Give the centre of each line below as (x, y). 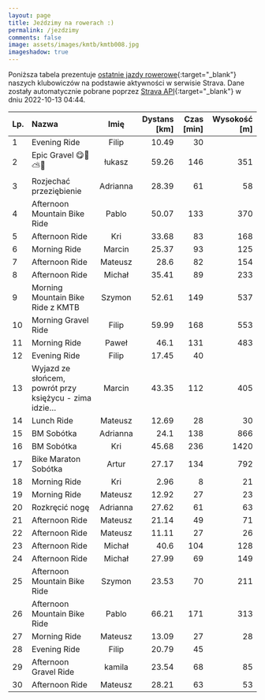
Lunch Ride (52, 421)
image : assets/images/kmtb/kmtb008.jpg (74, 45)
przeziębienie (56, 191)
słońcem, (48, 378)
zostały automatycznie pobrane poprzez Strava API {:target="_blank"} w (125, 91)
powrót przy (54, 388)
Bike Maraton (56, 459)
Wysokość (232, 119)
